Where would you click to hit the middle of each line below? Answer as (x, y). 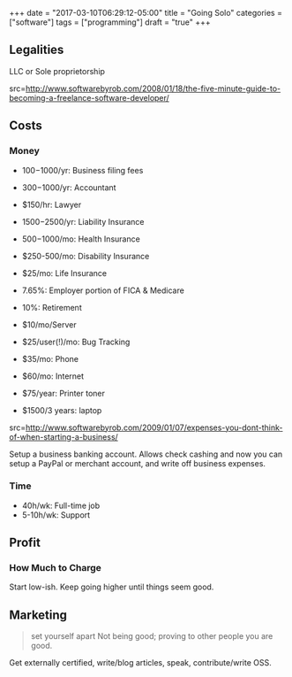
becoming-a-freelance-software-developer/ (89, 97)
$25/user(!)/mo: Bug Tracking (76, 342)
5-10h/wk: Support (56, 515)
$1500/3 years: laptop (62, 410)
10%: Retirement (52, 307)
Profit (25, 543)
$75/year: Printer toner (64, 393)
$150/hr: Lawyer (52, 204)
